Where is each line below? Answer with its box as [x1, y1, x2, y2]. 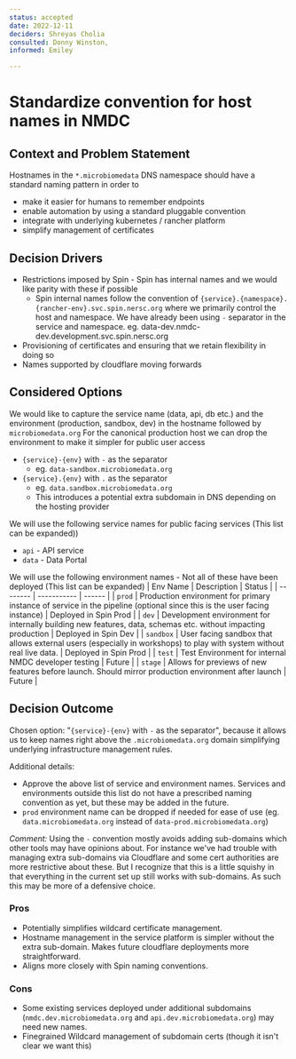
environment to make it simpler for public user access [9, 436, 206, 447]
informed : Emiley [9, 46, 74, 55]
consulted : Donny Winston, [9, 37, 109, 47]
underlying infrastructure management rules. [9, 744, 173, 754]
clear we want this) [21, 1040, 92, 1051]
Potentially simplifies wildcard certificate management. [21, 922, 223, 933]
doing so [21, 349, 55, 360]
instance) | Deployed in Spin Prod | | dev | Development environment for [9, 609, 271, 620]
